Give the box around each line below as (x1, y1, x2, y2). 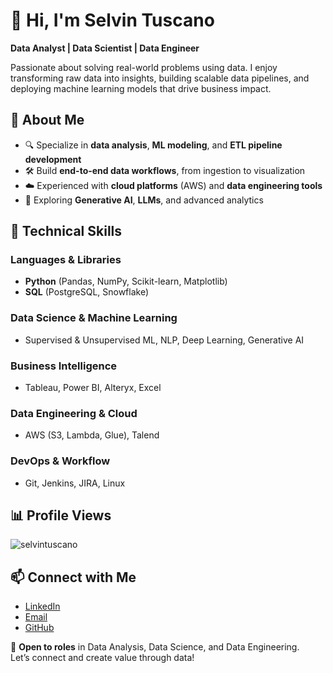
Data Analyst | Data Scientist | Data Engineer (10, 42, 200, 54)
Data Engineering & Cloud (10, 406, 138, 420)
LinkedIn (24, 600, 61, 613)
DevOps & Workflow (10, 454, 111, 468)
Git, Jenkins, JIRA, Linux (24, 477, 126, 489)
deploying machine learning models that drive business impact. (10, 82, 272, 94)
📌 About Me (10, 112, 85, 129)
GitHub (24, 622, 55, 634)
